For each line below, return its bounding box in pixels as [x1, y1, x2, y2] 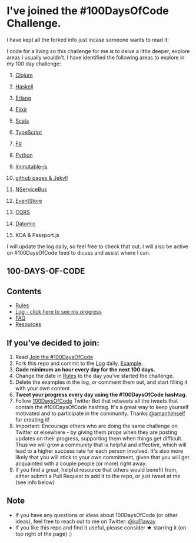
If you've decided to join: [6, 338, 99, 348]
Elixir [15, 106, 28, 113]
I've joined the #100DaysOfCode [6, 4, 170, 18]
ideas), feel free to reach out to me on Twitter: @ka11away [15, 518, 156, 525]
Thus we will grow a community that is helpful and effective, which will [15, 441, 187, 448]
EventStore [15, 197, 42, 204]
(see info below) [15, 479, 55, 486]
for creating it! [15, 416, 50, 423]
